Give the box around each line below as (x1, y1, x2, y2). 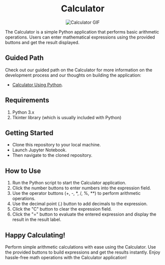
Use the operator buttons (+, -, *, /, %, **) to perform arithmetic (12, 190, 141, 196)
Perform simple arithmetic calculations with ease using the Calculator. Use (5, 244, 156, 250)
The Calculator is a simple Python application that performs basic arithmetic (5, 29, 159, 35)
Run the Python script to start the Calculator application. (12, 180, 127, 186)
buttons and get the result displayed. (5, 39, 80, 45)
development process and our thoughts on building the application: (5, 72, 141, 78)
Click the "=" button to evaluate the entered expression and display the (12, 211, 157, 218)
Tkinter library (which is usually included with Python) (12, 114, 122, 120)
